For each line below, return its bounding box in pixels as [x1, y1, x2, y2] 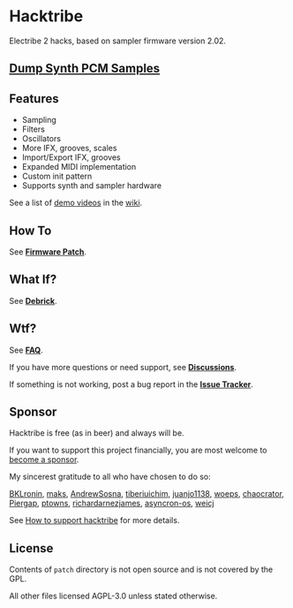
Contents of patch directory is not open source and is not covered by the [9, 564, 274, 575]
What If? [9, 272, 57, 287]
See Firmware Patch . [9, 246, 86, 257]
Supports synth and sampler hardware [21, 180, 162, 191]
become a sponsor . [9, 454, 79, 465]
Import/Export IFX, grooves [21, 152, 121, 163]
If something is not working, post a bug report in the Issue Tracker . [9, 378, 254, 390]
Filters [21, 124, 46, 134]
